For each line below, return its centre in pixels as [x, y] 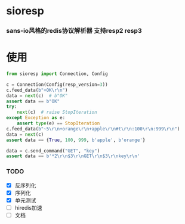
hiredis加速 [29, 207]
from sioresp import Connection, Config [57, 74]
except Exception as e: [36, 118]
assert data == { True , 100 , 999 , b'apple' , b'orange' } [76, 140]
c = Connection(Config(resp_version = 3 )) [57, 85]
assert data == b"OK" [33, 101]
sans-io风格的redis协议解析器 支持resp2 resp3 [74, 31]
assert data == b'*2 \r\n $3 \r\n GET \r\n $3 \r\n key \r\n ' [73, 156]
